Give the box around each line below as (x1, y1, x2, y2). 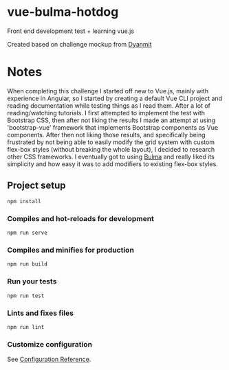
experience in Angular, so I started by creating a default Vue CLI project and (7, 94, 222, 102)
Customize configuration (7, 339, 93, 349)
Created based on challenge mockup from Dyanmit (7, 40, 153, 48)
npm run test (7, 292, 45, 299)
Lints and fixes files (7, 308, 74, 318)
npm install (7, 198, 41, 205)
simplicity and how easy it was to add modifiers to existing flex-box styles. (7, 159, 218, 168)
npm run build (7, 261, 48, 268)
